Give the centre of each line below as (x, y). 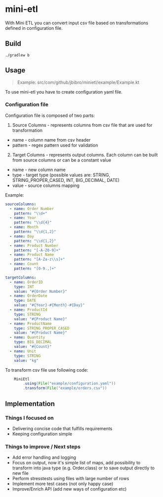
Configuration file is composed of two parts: (50, 115)
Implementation (30, 404)
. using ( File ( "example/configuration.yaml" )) (69, 384)
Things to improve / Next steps (43, 446)
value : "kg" (26, 360)
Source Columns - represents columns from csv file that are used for (82, 125)
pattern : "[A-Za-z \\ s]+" (40, 259)
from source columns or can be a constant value (61, 160)
